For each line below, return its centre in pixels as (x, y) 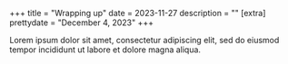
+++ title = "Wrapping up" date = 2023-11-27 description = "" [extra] (138, 13)
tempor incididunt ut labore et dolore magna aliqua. (105, 50)
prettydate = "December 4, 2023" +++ (82, 23)
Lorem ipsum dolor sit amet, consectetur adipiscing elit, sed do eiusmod (144, 40)
